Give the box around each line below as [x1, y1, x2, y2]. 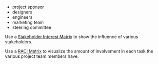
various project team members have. [5, 53, 79, 59]
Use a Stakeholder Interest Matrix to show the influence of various [5, 34, 138, 39]
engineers [12, 14, 33, 20]
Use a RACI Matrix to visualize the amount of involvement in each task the [5, 48, 154, 54]
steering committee [12, 25, 52, 30]
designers [12, 9, 33, 15]
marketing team [12, 19, 44, 25]
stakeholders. [5, 39, 33, 45]
